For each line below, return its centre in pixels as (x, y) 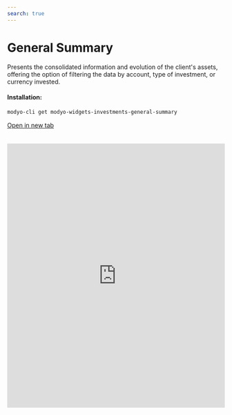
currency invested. (34, 81)
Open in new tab (30, 125)
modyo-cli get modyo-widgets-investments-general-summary (92, 112)
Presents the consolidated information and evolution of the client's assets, (113, 67)
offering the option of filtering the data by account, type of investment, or (112, 74)
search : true (26, 13)
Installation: (25, 97)
